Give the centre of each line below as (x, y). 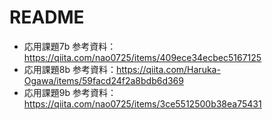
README (47, 17)
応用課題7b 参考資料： (70, 46)
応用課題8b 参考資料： (70, 69)
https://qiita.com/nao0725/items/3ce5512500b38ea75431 (142, 103)
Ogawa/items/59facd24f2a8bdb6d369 (103, 80)
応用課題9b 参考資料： (70, 92)
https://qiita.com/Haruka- (168, 69)
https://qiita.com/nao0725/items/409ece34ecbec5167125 (142, 57)
